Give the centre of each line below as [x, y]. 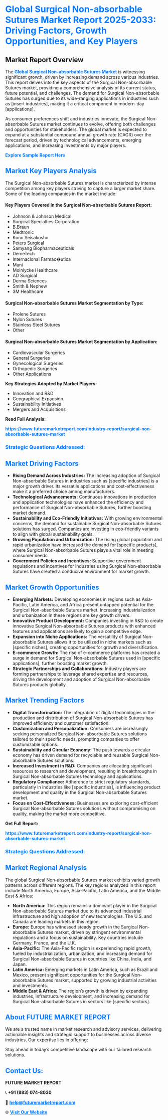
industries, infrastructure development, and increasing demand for [81, 996]
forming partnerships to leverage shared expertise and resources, [80, 674]
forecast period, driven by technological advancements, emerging [73, 140]
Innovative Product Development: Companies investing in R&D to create [88, 620]
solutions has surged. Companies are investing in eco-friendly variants [86, 529]
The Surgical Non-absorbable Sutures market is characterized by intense [81, 183]
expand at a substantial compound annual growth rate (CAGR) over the [78, 135]
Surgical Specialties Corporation [46, 222]
